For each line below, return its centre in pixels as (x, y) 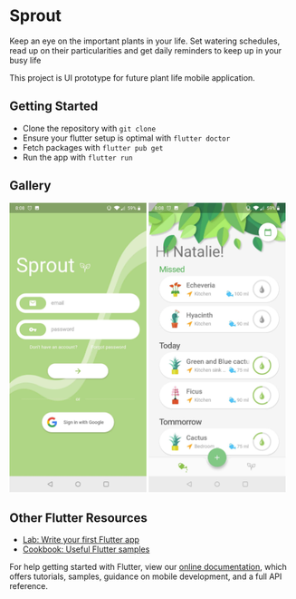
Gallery (30, 186)
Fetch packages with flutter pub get (93, 147)
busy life (25, 60)
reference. (29, 586)
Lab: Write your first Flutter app (81, 540)
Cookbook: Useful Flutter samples (86, 549)
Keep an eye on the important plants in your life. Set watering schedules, (145, 41)
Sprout (35, 16)
